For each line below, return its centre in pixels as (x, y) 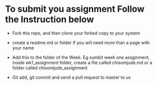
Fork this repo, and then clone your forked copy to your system (76, 33)
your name (23, 48)
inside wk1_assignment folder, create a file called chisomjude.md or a (82, 62)
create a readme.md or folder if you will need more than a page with (81, 42)
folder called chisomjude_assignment (50, 68)
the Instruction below (50, 19)
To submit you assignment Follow (75, 9)
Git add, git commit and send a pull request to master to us (71, 77)
